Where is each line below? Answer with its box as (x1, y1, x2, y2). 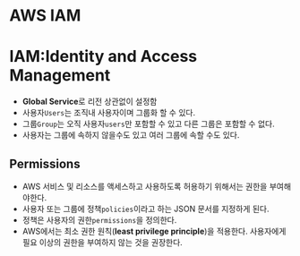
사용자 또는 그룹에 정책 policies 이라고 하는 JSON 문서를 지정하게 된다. (21, 203, 270, 214)
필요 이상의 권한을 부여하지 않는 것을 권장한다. (21, 236, 184, 247)
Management (9, 65, 111, 86)
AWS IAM (9, 5, 81, 26)
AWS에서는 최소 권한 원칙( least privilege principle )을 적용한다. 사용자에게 (21, 226, 287, 236)
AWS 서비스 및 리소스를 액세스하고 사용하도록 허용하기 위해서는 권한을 (21, 181, 268, 192)
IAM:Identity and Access (9, 47, 198, 67)
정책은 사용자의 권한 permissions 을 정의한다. (21, 214, 177, 225)
